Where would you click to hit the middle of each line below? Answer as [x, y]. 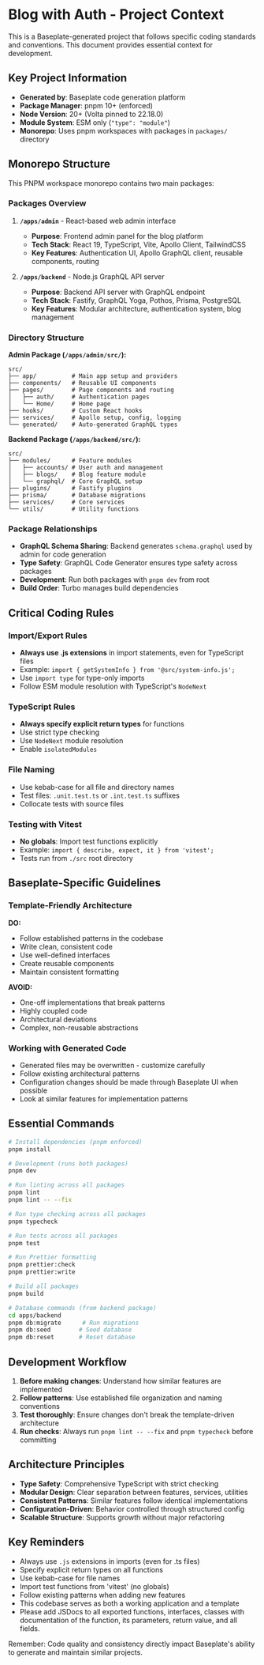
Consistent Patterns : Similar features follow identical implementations [134, 1501]
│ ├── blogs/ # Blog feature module [77, 475]
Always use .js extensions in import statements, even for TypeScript [132, 653]
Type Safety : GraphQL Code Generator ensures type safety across [128, 563]
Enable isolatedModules [58, 749]
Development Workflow [68, 1362]
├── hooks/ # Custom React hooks [76, 411]
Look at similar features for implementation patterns [104, 1099]
